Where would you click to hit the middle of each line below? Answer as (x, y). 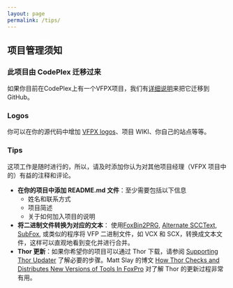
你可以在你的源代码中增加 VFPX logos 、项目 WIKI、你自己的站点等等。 (109, 132)
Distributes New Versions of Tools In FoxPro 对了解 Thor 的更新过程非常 (120, 268)
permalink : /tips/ (34, 20)
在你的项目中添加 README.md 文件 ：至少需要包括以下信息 (102, 190)
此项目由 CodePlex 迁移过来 (54, 72)
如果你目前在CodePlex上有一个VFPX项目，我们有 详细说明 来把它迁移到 (108, 89)
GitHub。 (20, 97)
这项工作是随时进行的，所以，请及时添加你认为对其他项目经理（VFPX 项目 (114, 166)
